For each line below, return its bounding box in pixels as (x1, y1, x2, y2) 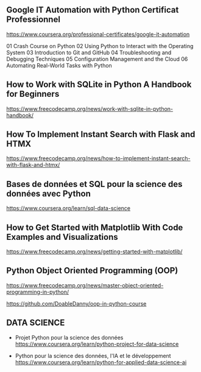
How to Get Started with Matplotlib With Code (6, 222, 183, 233)
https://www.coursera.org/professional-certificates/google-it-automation (6, 30, 190, 38)
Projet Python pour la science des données (15, 334, 124, 341)
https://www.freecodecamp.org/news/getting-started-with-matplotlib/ (6, 248, 183, 255)
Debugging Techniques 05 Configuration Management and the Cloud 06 (6, 55, 188, 63)
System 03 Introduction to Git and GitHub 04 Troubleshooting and (6, 49, 172, 56)
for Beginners (6, 89, 60, 99)
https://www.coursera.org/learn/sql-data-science (6, 205, 131, 212)
